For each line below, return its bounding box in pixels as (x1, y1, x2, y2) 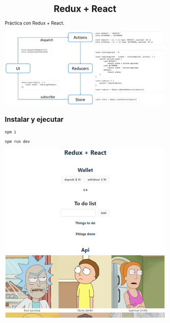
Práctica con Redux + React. (5, 20, 65, 26)
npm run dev (5, 139, 30, 144)
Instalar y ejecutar (5, 115, 64, 124)
